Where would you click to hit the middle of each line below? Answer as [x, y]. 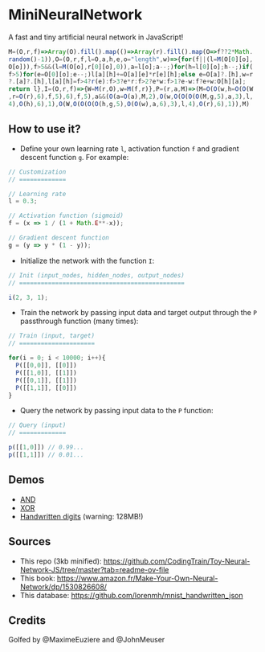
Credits [27, 620]
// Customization [37, 172]
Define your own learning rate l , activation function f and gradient [129, 148]
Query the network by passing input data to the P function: [116, 411]
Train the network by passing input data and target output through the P [138, 313]
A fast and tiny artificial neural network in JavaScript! [96, 37]
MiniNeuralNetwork [75, 15]
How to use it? [45, 129]
